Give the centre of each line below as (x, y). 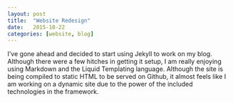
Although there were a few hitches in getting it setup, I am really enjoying (115, 62)
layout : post (27, 14)
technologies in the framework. (53, 92)
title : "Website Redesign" (49, 21)
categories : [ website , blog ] (51, 34)
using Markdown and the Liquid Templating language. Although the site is (115, 69)
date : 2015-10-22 (36, 27)
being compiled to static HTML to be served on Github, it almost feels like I (117, 77)
